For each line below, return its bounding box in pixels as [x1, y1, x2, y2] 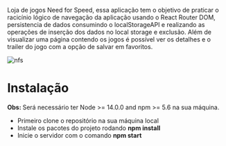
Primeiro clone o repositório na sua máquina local [17, 116, 159, 125]
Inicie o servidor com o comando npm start [17, 131, 142, 139]
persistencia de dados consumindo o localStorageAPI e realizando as [7, 21, 205, 28]
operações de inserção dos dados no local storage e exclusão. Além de [7, 28, 211, 36]
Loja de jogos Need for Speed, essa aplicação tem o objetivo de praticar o [7, 6, 220, 14]
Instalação [7, 80, 69, 96]
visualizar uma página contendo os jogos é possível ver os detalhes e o [7, 35, 211, 44]
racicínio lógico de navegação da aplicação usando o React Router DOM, [7, 13, 216, 21]
